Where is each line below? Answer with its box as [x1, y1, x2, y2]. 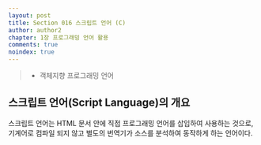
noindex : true [8, 48, 55, 56]
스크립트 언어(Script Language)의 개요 [8, 96, 191, 110]
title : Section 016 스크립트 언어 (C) [8, 19, 127, 27]
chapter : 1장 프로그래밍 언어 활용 [8, 33, 109, 42]
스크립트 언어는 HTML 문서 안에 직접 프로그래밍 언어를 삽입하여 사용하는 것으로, [8, 118, 254, 128]
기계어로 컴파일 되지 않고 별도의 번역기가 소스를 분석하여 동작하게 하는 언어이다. [8, 128, 253, 138]
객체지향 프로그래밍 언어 [39, 71, 115, 80]
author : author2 [8, 26, 62, 34]
